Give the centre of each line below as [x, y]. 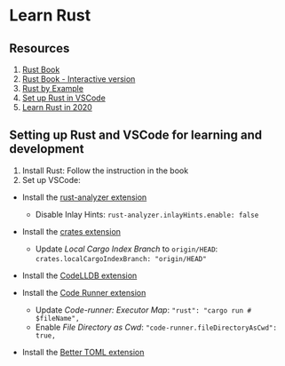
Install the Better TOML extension [83, 352]
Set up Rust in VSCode [64, 98]
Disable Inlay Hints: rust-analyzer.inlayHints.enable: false [147, 214]
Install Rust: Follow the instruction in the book [105, 171]
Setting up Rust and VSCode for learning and [136, 135]
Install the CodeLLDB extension [79, 275]
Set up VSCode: [51, 179]
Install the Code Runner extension [84, 292]
